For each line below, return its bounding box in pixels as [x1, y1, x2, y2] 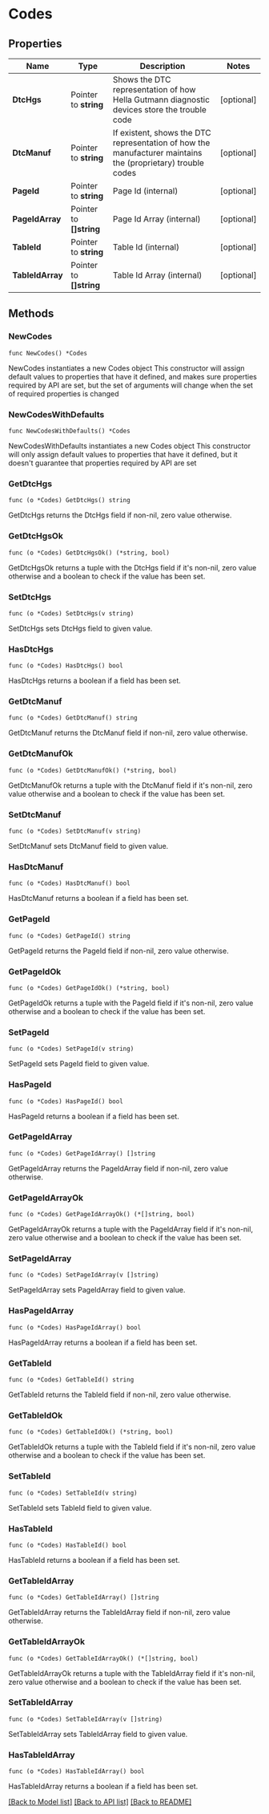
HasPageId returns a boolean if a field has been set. [8, 1111, 180, 1121]
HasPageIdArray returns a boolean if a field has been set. [8, 1337, 198, 1347]
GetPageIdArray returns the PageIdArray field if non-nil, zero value [8, 1163, 228, 1173]
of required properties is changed [8, 388, 119, 398]
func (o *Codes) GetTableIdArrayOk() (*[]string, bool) [8, 1654, 199, 1662]
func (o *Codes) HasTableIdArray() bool [8, 1767, 146, 1775]
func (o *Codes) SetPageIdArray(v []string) [8, 1271, 159, 1280]
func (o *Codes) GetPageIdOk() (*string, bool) [8, 984, 171, 992]
